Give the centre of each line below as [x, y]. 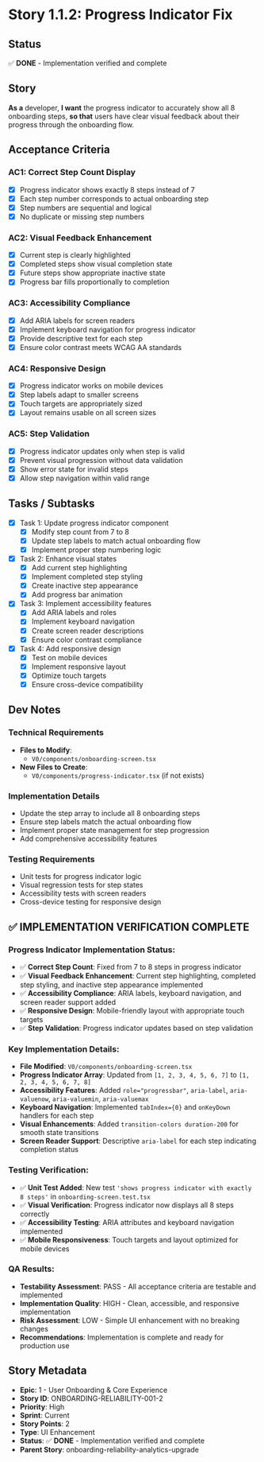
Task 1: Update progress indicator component [94, 523]
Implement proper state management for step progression [115, 830]
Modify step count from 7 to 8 [80, 531]
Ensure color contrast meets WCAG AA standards [101, 347]
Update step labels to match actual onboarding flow [116, 540]
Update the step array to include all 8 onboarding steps [110, 813]
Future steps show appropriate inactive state [92, 273]
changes [34, 1328]
